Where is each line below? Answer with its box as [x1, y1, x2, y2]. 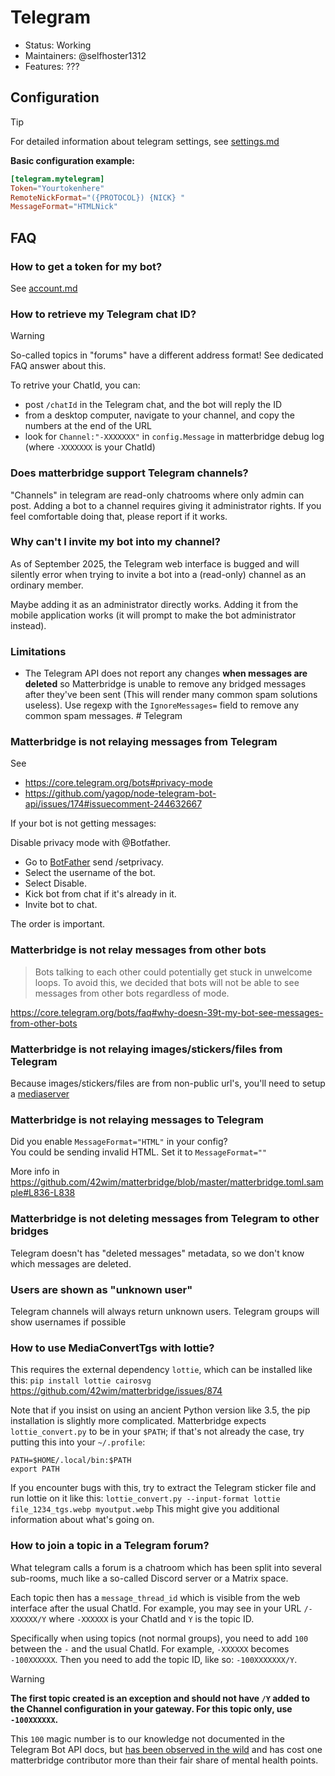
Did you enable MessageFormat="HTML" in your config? [10, 1136, 228, 1148]
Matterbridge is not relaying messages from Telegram [10, 735, 278, 749]
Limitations [10, 644, 67, 658]
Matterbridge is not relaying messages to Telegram [10, 1112, 264, 1126]
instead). [10, 619, 47, 631]
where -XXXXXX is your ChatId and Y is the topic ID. [48, 1612, 255, 1625]
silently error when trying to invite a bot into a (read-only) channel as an [10, 568, 307, 580]
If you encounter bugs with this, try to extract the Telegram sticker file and [10, 1482, 317, 1494]
